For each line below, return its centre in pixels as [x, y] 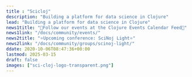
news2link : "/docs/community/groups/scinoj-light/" [70, 44]
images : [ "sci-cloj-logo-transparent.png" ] [60, 65]
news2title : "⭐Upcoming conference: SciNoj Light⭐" [71, 38]
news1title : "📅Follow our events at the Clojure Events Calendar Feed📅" [97, 27]
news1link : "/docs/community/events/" [53, 33]
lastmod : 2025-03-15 [31, 54]
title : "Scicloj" [28, 11]
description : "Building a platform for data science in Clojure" [87, 17]
